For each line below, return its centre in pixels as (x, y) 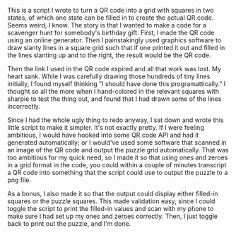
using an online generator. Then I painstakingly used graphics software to (114, 40)
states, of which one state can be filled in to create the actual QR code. (111, 18)
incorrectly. (24, 106)
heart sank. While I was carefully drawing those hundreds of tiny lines (109, 76)
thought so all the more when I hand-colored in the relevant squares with (113, 91)
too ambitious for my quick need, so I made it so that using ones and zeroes (118, 157)
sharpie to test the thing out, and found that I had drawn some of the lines (114, 99)
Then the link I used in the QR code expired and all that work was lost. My (114, 69)
